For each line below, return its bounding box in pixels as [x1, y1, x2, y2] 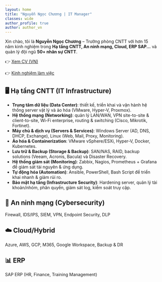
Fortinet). [12, 123, 31, 128]
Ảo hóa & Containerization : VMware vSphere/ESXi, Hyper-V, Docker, [12, 138, 150, 144]
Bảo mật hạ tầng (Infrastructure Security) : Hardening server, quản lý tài [12, 179, 158, 185]
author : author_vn [5, 25, 42, 30]
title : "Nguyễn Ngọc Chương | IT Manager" [5, 12, 92, 17]
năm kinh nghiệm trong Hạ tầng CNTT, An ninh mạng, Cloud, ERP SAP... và [5, 44, 157, 50]
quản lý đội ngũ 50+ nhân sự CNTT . [5, 49, 78, 55]
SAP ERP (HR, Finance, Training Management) [5, 272, 97, 278]
